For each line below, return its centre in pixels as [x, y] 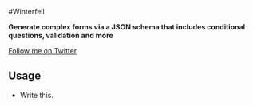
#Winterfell [27, 12]
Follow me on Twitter [43, 51]
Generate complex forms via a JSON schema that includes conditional [127, 27]
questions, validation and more [61, 35]
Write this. [37, 95]
